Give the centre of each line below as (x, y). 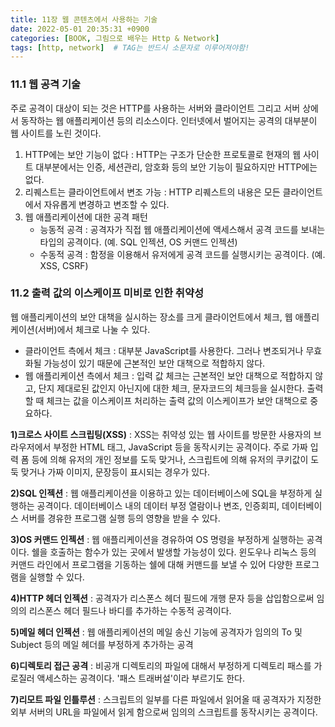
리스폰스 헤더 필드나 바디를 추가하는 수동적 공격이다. (130, 610)
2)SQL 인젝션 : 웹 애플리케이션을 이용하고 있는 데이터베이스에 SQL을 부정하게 (161, 493)
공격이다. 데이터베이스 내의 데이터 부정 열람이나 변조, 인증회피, (158, 505)
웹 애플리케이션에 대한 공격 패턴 (86, 217)
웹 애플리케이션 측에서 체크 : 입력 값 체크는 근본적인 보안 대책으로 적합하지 (168, 375)
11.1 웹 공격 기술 (46, 84)
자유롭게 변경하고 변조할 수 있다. (106, 204)
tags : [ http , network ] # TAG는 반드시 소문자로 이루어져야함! (130, 47)
